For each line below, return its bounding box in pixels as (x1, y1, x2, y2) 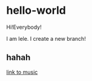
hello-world (6, 4, 67, 17)
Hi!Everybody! (6, 23, 42, 31)
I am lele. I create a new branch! (6, 35, 86, 42)
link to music (6, 68, 38, 76)
